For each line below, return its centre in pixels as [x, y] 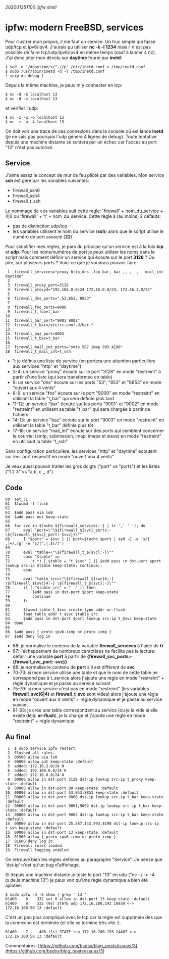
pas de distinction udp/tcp [40, 226]
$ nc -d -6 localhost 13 [31, 94]
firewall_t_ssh [26, 201]
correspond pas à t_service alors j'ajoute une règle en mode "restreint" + [88, 678]
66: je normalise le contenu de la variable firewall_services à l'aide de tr [88, 646]
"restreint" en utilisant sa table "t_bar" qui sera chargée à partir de [81, 409]
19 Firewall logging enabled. [38, 850]
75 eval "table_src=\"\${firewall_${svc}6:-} [60, 579]
